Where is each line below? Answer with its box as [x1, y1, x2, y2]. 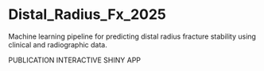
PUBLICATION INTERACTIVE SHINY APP [8, 55, 142, 65]
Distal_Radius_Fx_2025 [8, 6, 167, 24]
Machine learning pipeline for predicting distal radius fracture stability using [8, 32, 257, 41]
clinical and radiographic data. [8, 39, 107, 49]
